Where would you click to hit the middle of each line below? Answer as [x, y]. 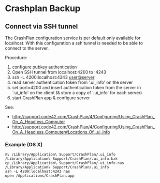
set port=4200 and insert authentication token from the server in [76, 87]
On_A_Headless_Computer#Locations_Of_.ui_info [61, 132]
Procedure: [16, 58]
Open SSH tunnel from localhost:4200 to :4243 [59, 72]
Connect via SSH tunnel [42, 26]
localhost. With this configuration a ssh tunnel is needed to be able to [74, 43]
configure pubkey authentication [44, 67]
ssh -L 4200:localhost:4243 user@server [53, 77]
